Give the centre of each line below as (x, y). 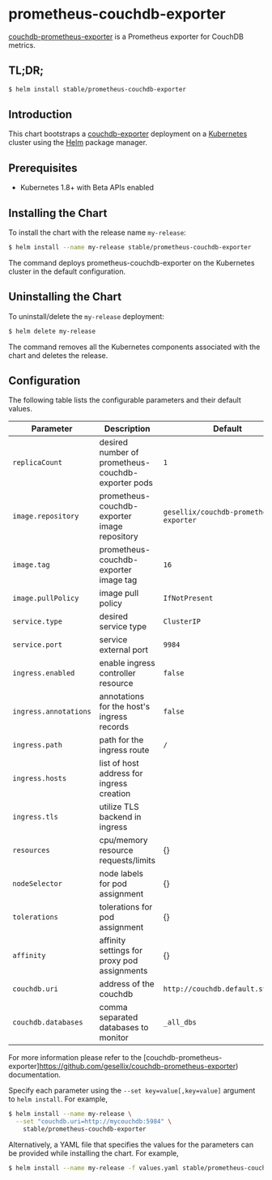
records (114, 727)
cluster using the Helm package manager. (78, 143)
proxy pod (119, 961)
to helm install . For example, (58, 1099)
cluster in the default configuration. (67, 271)
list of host (119, 764)
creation (115, 794)
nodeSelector (38, 884)
